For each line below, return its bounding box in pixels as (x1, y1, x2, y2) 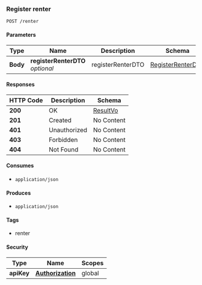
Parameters (6, 31, 36, 38)
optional (30, 64, 54, 72)
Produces (6, 189, 31, 197)
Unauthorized (49, 126, 88, 134)
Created (49, 116, 72, 124)
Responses (6, 81, 35, 88)
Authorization (35, 269, 76, 277)
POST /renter (6, 19, 39, 25)
